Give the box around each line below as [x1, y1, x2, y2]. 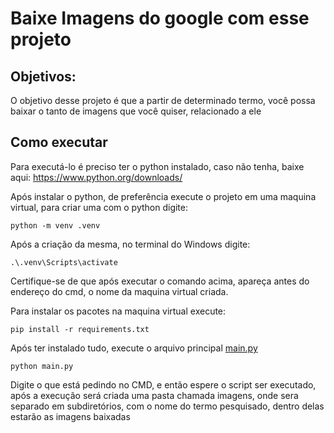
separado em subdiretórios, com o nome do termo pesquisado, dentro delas [10, 400, 325, 412]
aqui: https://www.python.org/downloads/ [10, 171, 183, 183]
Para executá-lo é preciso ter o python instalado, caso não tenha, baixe [10, 160, 305, 172]
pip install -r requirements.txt [10, 324, 150, 334]
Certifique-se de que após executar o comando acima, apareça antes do [10, 275, 310, 287]
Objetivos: [10, 68, 77, 85]
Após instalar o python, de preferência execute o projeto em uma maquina [10, 190, 317, 202]
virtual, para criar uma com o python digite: [10, 201, 189, 213]
